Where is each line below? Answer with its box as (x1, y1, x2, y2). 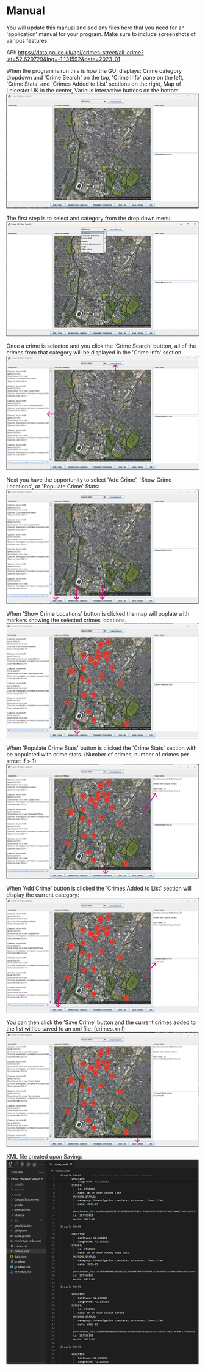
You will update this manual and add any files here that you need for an (6, 24, 185, 31)
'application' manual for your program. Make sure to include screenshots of (6, 30, 196, 37)
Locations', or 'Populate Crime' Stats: (6, 483, 99, 490)
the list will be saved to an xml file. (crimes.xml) (6, 1025, 126, 1032)
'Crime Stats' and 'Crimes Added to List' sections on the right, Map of (6, 80, 182, 88)
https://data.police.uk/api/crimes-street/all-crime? (18, 48, 145, 56)
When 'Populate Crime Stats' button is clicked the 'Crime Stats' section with (6, 744, 197, 752)
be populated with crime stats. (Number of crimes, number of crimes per (6, 750, 189, 758)
